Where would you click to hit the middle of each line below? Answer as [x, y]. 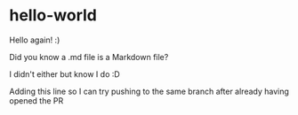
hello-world [53, 15]
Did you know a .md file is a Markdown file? [89, 57]
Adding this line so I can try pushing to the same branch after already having [149, 91]
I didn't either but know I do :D [64, 74]
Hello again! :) [35, 40]
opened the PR [36, 100]
